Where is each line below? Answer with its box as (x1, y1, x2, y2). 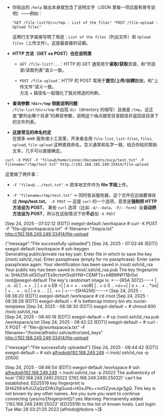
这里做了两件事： (5, 172, 40, 177)
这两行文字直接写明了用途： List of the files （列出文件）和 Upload (12, 34, 151, 39)
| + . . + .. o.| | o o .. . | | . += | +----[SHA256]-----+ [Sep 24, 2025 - (5, 288, 142, 293)
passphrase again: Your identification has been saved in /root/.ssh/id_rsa (5, 262, 153, 267)
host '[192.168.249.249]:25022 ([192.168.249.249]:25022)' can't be (5, 375, 142, 381)
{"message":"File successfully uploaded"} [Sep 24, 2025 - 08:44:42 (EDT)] (5, 345, 159, 350)
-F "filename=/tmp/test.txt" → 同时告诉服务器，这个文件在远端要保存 (12, 192, 157, 198)
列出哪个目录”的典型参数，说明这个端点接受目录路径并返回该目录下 (23, 113, 159, 118)
